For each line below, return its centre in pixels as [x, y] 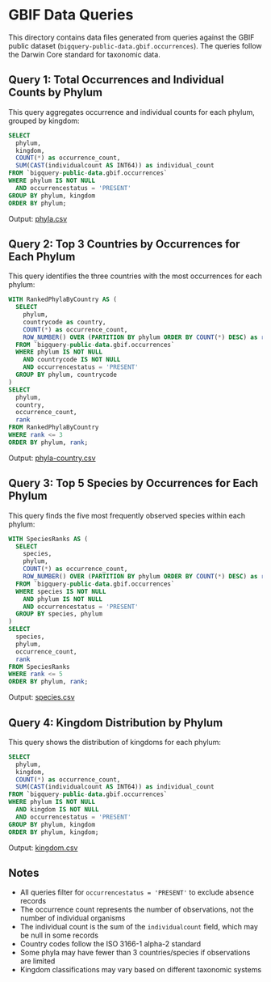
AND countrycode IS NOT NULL [72, 360]
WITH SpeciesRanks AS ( [48, 539]
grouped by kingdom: [44, 121]
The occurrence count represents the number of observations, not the [137, 910]
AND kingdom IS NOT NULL [57, 810]
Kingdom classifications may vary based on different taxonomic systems [141, 970]
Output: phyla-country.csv [52, 458]
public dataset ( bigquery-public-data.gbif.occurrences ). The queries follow [135, 45]
